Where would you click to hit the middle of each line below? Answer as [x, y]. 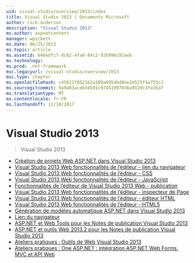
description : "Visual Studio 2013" [49, 28]
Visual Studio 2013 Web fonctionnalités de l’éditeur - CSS [83, 173]
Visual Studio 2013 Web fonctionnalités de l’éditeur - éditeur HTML [95, 198]
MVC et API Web [35, 254]
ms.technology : [25, 60]
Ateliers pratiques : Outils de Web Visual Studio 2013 [78, 242]
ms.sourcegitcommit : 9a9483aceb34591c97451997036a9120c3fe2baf [85, 88]
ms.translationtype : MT [35, 93]
